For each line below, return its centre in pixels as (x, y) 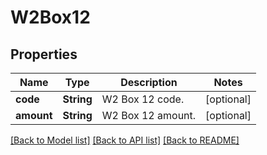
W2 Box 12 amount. (149, 115)
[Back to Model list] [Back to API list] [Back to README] (125, 140)
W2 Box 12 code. (143, 99)
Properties (44, 54)
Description (149, 82)
